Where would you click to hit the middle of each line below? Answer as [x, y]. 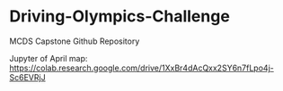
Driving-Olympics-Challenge [120, 17]
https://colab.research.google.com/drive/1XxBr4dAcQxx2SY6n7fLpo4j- [141, 68]
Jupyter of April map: [49, 58]
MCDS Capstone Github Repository [75, 41]
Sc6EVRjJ [28, 77]
